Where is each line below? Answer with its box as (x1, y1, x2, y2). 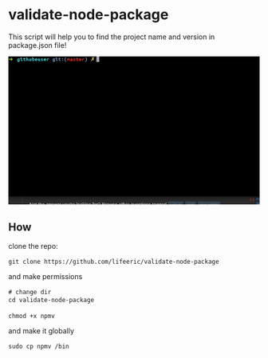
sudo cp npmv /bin (8, 343, 69, 351)
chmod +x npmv (8, 313, 56, 321)
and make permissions (8, 272, 83, 281)
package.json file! (8, 40, 67, 49)
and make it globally (8, 326, 74, 336)
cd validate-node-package (8, 297, 94, 305)
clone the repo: (8, 242, 58, 251)
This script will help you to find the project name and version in (8, 32, 215, 41)
